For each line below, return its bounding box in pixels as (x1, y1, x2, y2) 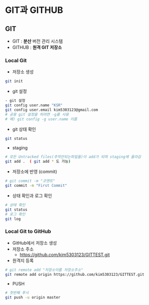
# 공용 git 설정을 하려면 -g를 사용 (5, 112, 69, 117)
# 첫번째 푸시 (5, 290, 29, 296)
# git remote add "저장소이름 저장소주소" (5, 267, 83, 272)
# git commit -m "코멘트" (5, 178, 55, 183)
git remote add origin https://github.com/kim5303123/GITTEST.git (5, 272, 145, 277)
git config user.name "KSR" (5, 103, 63, 108)
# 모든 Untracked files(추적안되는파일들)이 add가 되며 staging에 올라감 (5, 154, 142, 160)
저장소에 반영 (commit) (12, 169, 58, 174)
